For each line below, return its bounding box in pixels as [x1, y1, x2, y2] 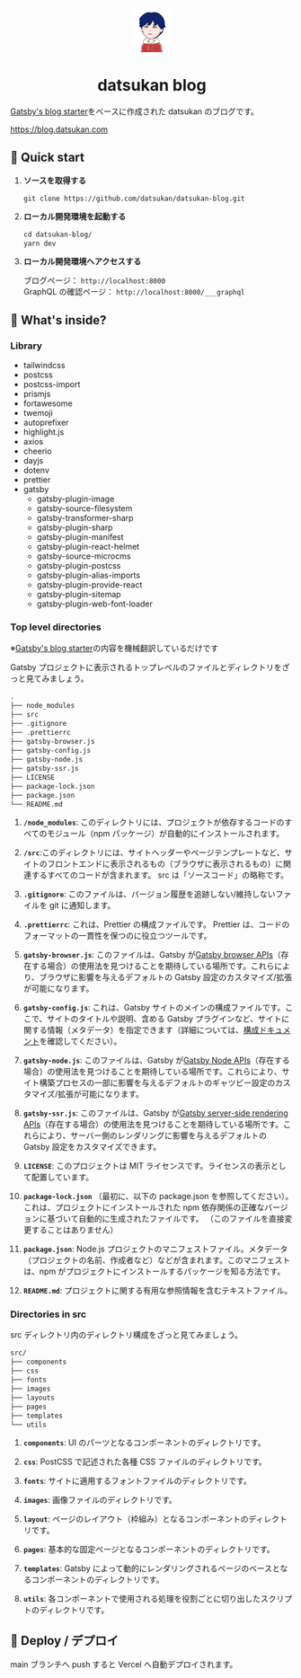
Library [10, 340, 43, 352]
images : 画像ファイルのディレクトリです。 [22, 1495, 178, 1506]
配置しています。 [31, 1171, 93, 1182]
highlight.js [22, 427, 65, 437]
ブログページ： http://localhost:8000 [22, 275, 165, 286]
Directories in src [10, 1308, 87, 1320]
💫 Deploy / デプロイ [10, 1633, 120, 1648]
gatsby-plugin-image [36, 493, 115, 505]
